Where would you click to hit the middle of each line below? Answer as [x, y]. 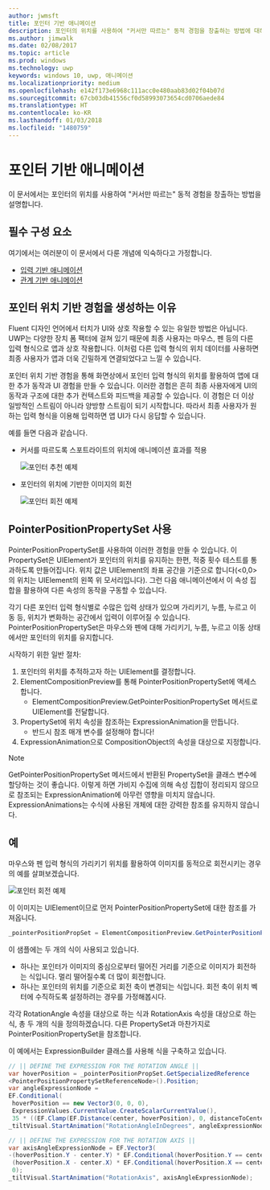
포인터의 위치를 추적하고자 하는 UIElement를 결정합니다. [108, 671]
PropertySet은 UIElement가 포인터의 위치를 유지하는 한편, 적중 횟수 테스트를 [129, 560]
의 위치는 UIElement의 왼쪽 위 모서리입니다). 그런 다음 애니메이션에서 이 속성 [128, 581]
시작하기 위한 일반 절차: [45, 654]
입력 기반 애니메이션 [51, 269]
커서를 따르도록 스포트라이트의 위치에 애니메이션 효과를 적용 [113, 450]
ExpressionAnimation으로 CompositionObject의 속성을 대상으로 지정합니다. [140, 742]
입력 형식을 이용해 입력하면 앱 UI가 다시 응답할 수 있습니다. [115, 416]
